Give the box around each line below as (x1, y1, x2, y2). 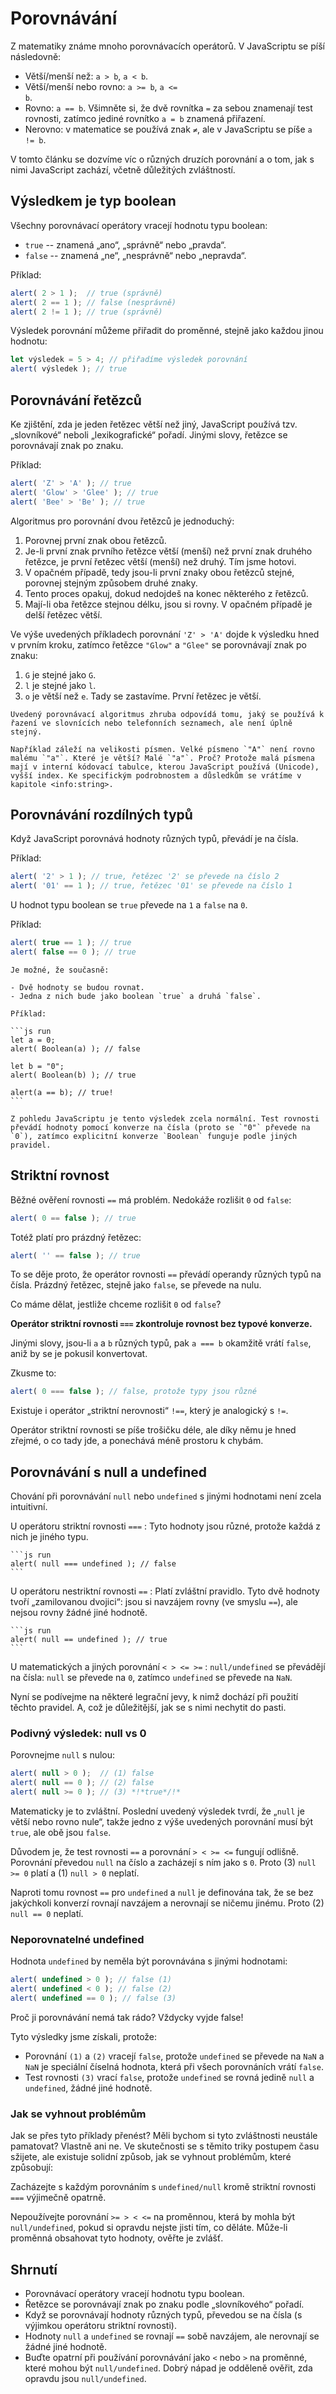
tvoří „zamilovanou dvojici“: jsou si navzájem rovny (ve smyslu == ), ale (10, 1596, 298, 1608)
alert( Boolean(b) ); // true (10, 1070, 137, 1080)
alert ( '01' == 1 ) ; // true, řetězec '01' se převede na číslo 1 (10, 881, 293, 891)
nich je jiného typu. (10, 1531, 89, 1543)
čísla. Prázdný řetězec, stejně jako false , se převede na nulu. (10, 1279, 262, 1291)
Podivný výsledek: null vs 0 (10, 1727, 147, 1741)
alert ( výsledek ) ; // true (10, 364, 128, 374)
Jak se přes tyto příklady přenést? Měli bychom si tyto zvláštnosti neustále (10, 2130, 318, 2142)
